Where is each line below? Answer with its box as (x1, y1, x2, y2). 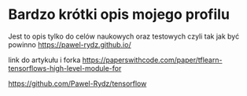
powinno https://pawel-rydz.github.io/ (8, 39, 131, 49)
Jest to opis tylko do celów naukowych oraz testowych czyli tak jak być (8, 31, 240, 41)
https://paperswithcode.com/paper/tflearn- (82, 55, 223, 65)
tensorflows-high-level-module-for (8, 63, 122, 72)
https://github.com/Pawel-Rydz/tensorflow (8, 79, 147, 88)
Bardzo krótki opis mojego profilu (8, 6, 230, 24)
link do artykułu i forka (8, 55, 81, 65)
